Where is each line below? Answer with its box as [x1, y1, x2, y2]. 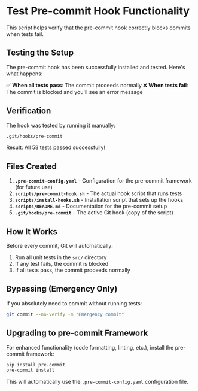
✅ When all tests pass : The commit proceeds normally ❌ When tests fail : [6, 81, 188, 89]
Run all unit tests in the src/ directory [14, 254, 107, 261]
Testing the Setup [6, 48, 74, 58]
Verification [6, 106, 51, 116]
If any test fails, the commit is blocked [14, 260, 109, 268]
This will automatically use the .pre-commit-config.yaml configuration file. [6, 378, 188, 386]
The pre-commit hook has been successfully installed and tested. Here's [6, 63, 185, 71]
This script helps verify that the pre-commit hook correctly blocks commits [6, 24, 191, 31]
